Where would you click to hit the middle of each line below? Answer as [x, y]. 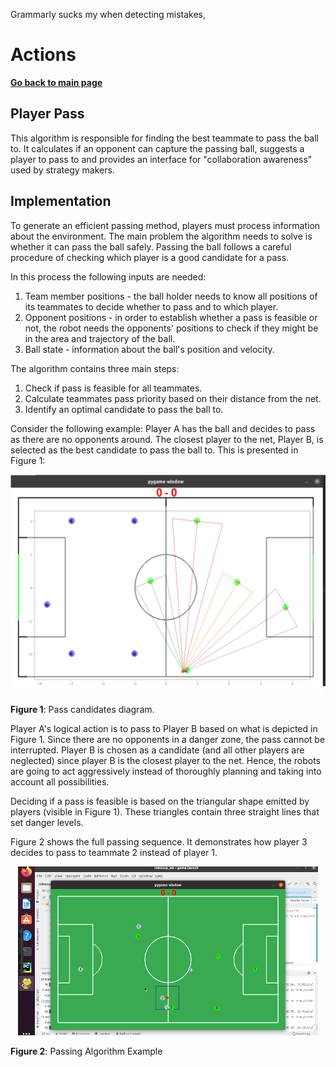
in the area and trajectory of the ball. [100, 338]
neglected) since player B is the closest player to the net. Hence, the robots [166, 760]
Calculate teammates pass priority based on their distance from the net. [173, 398]
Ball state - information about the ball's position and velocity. [149, 349]
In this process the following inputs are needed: [108, 276]
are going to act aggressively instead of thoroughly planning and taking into [166, 771]
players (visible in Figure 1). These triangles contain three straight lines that [165, 812]
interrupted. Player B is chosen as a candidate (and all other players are [157, 750]
